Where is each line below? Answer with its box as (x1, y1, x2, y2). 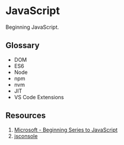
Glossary (5, 41, 40, 50)
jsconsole (14, 132, 38, 139)
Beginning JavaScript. (5, 23, 60, 31)
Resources (5, 110, 46, 121)
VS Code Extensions (14, 93, 64, 100)
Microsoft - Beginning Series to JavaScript (14, 126, 118, 133)
